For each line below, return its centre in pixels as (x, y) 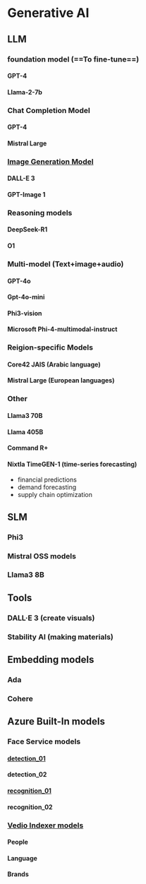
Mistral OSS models (42, 556)
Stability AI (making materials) (61, 637)
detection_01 (26, 758)
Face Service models (44, 741)
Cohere (20, 698)
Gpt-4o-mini (26, 297)
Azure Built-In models (56, 722)
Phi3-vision (25, 313)
